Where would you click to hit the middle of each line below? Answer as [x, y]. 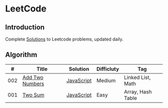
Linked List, [137, 77]
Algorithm [21, 55]
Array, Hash [138, 91]
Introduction [25, 27]
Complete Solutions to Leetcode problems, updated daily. [64, 39]
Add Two [33, 77]
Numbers [33, 83]
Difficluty [108, 69]
